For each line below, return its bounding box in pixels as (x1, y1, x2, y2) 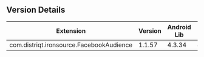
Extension (56, 27, 86, 35)
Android (167, 22, 191, 31)
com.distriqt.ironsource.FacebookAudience (9, 41, 133, 49)
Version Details (6, 5, 66, 15)
